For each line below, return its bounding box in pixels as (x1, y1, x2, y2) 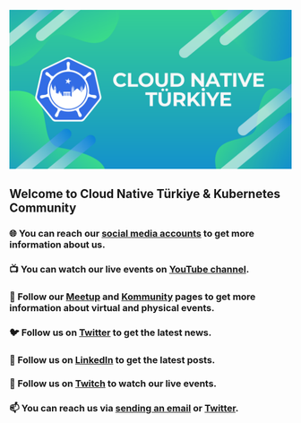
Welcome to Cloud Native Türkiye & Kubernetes (9, 186, 280, 202)
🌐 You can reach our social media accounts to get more (9, 227, 255, 239)
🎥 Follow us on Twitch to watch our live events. (9, 377, 218, 390)
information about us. (9, 238, 106, 251)
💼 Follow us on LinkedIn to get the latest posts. (9, 353, 216, 366)
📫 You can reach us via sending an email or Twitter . (9, 402, 239, 415)
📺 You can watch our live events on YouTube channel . (9, 263, 250, 275)
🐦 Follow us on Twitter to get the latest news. (9, 326, 212, 339)
